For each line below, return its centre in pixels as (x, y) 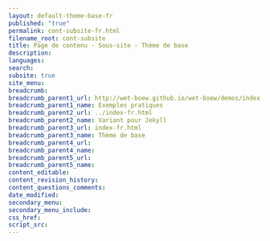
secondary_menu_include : (50, 210)
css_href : (25, 218)
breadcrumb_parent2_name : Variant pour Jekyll (88, 120)
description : (30, 53)
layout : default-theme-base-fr (61, 16)
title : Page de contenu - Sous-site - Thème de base (98, 46)
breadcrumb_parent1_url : (50, 98)
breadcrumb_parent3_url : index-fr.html (75, 128)
